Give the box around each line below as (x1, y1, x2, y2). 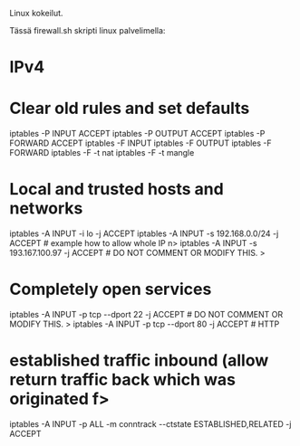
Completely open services (9, 280, 212, 299)
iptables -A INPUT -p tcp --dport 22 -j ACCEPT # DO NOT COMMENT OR (9, 309, 284, 319)
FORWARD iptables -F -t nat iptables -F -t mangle (9, 147, 195, 158)
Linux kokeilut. (9, 8, 63, 18)
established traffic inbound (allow (9, 350, 269, 371)
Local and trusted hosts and (9, 179, 224, 200)
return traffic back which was (9, 370, 236, 390)
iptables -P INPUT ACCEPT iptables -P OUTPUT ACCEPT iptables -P (9, 128, 266, 139)
